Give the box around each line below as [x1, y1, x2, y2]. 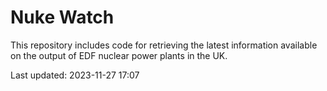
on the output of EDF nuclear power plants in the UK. [10, 49, 228, 61]
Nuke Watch [10, 6, 115, 29]
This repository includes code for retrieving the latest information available [10, 39, 318, 51]
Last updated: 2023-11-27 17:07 [10, 69, 140, 81]
